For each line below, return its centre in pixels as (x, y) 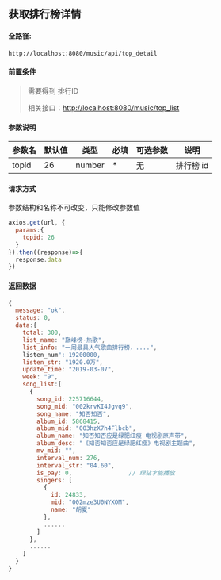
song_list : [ (42, 384)
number (90, 165)
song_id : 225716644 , (70, 399)
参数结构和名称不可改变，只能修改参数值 (74, 208)
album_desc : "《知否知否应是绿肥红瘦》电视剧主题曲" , (116, 444)
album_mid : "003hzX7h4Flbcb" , (86, 428)
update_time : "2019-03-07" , (69, 370)
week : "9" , (40, 377)
